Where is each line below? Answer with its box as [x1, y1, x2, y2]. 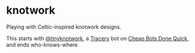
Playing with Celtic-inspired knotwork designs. [6, 23, 122, 30]
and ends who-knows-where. [6, 41, 80, 48]
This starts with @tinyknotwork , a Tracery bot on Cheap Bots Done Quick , [6, 35, 189, 42]
